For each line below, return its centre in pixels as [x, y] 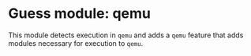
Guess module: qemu [80, 14]
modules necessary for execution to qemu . [76, 43]
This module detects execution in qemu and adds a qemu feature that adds [126, 35]
